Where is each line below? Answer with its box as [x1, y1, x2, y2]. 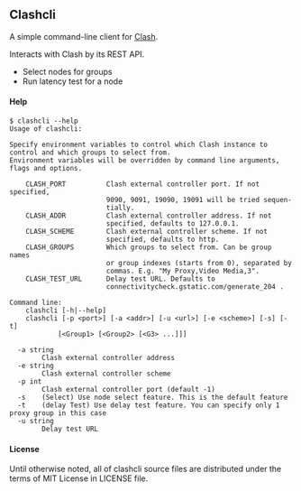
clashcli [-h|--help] [25, 306, 106, 315]
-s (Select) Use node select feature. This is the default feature [17, 393, 288, 403]
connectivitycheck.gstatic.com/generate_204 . [105, 283, 284, 292]
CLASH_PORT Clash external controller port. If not [25, 180, 260, 189]
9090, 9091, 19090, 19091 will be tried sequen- [105, 196, 293, 205]
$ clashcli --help [9, 116, 78, 125]
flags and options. [9, 164, 83, 173]
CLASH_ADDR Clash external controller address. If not [25, 211, 272, 220]
